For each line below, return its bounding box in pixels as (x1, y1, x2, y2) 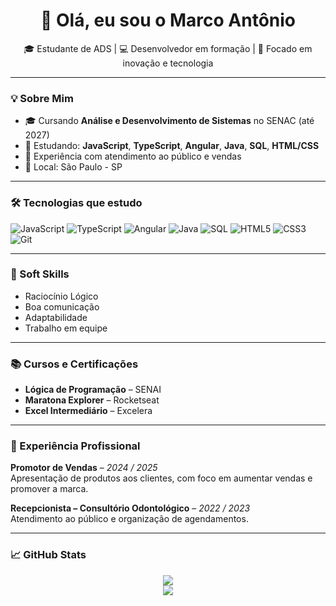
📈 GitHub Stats (10, 548, 87, 562)
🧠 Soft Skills (10, 267, 70, 281)
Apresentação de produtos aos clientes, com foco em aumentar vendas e (10, 472, 313, 484)
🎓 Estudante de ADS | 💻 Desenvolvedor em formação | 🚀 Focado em (23, 42, 313, 54)
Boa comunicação (24, 300, 100, 313)
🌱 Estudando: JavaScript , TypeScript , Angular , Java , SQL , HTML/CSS (24, 140, 320, 152)
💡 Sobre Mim (10, 91, 74, 105)
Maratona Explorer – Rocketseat (24, 394, 160, 406)
